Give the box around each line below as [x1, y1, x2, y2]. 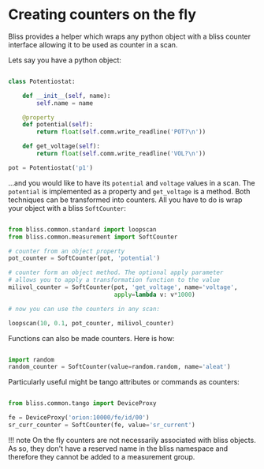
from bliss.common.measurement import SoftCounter [8, 233, 178, 241]
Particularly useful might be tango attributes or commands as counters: [8, 377, 240, 387]
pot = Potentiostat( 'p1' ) [8, 163, 93, 171]
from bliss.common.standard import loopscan [8, 225, 157, 234]
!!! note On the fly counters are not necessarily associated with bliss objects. [8, 435, 256, 445]
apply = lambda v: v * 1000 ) [113, 291, 195, 298]
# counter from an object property [8, 247, 125, 255]
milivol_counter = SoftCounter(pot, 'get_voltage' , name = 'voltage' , [8, 283, 238, 291]
